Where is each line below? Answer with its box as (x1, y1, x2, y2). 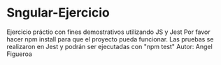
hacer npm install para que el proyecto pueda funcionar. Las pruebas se (6, 35, 214, 43)
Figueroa (6, 50, 33, 58)
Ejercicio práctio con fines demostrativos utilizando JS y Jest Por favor (6, 28, 211, 36)
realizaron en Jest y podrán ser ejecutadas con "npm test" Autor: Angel (6, 42, 213, 50)
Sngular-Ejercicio (6, 5, 110, 21)
